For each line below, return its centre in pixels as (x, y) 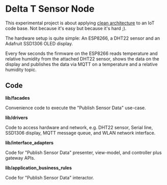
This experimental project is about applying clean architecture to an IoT (80, 23)
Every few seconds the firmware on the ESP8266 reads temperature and (81, 53)
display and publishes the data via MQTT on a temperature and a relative (81, 64)
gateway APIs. (20, 158)
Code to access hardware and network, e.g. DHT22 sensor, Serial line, (79, 127)
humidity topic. (21, 70)
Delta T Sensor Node (50, 9)
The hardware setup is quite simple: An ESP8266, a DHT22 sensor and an (83, 38)
